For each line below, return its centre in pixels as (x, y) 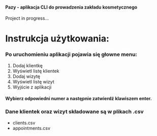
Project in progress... (27, 18)
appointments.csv (32, 128)
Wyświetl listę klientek (36, 71)
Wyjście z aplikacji (32, 87)
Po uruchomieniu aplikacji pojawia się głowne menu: (71, 55)
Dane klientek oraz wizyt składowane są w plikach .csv (74, 112)
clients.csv (24, 123)
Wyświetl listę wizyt (33, 81)
